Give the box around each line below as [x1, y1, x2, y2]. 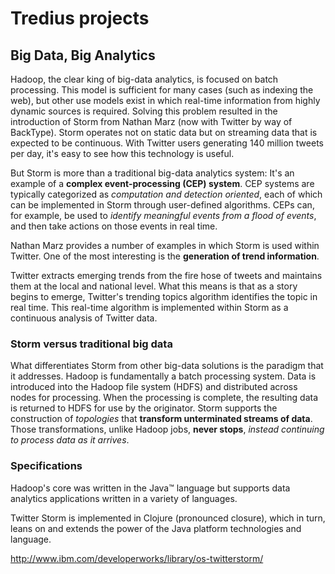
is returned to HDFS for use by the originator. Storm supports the [10, 402, 278, 414]
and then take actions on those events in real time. [10, 220, 218, 232]
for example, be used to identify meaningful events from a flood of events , [10, 210, 317, 221]
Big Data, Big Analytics [10, 47, 156, 64]
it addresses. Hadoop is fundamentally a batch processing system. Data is [10, 370, 317, 382]
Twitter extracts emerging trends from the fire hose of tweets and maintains [10, 270, 323, 281]
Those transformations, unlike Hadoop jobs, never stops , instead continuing [10, 423, 325, 436]
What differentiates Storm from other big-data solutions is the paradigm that [10, 360, 324, 372]
